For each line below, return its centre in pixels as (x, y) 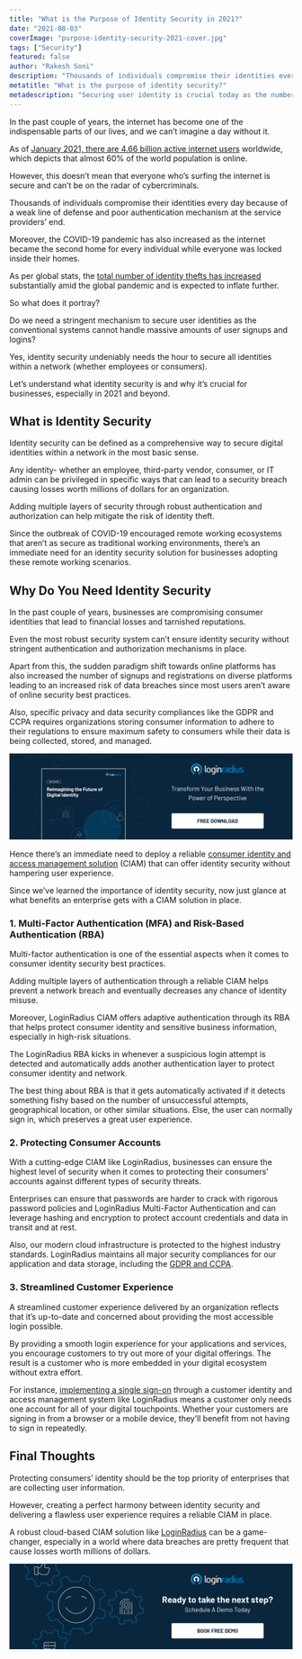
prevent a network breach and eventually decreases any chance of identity (148, 991)
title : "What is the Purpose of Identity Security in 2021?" (126, 19)
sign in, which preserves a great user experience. (101, 1119)
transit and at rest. (43, 1227)
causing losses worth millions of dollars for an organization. (120, 489)
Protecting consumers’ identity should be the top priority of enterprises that (149, 1478)
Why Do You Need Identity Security (111, 591)
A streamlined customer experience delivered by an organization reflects (144, 1307)
